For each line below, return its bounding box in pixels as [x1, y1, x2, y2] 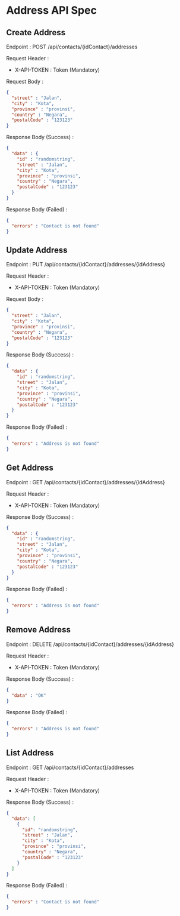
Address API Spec [6, 4, 97, 17]
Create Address [6, 27, 66, 38]
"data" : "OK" [11, 692, 46, 699]
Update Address [6, 245, 68, 255]
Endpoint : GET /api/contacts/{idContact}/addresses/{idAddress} [6, 478, 165, 485]
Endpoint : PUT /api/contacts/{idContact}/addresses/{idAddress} [6, 261, 165, 268]
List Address [6, 748, 54, 758]
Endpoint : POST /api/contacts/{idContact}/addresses [6, 43, 138, 50]
